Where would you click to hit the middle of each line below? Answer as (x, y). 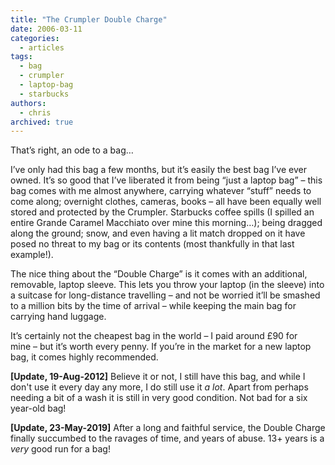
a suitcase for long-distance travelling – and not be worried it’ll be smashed (165, 295)
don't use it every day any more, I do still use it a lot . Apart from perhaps (159, 387)
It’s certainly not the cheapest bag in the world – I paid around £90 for (154, 336)
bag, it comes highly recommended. (84, 357)
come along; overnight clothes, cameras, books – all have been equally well (166, 202)
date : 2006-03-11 (46, 29)
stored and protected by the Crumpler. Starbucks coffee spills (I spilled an (162, 212)
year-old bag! (38, 408)
